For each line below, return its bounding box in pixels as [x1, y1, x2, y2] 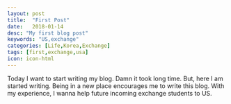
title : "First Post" [7, 17, 70, 24]
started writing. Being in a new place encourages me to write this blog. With [7, 81, 225, 90]
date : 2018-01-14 [7, 23, 64, 30]
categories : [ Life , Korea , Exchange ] [7, 42, 111, 49]
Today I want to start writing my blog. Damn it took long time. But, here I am [7, 74, 224, 83]
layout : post [7, 10, 45, 17]
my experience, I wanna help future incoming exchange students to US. [7, 89, 212, 97]
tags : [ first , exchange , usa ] [7, 49, 89, 56]
